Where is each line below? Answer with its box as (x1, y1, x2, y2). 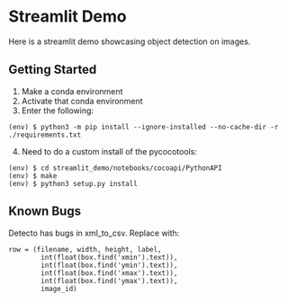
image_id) (40, 284, 77, 293)
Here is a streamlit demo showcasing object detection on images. (8, 36, 251, 47)
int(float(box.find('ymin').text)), (40, 261, 178, 270)
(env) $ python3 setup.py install (8, 179, 139, 188)
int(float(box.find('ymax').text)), (40, 276, 178, 285)
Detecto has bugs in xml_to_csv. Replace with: (8, 227, 180, 238)
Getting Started (8, 62, 97, 77)
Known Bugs (8, 204, 82, 219)
